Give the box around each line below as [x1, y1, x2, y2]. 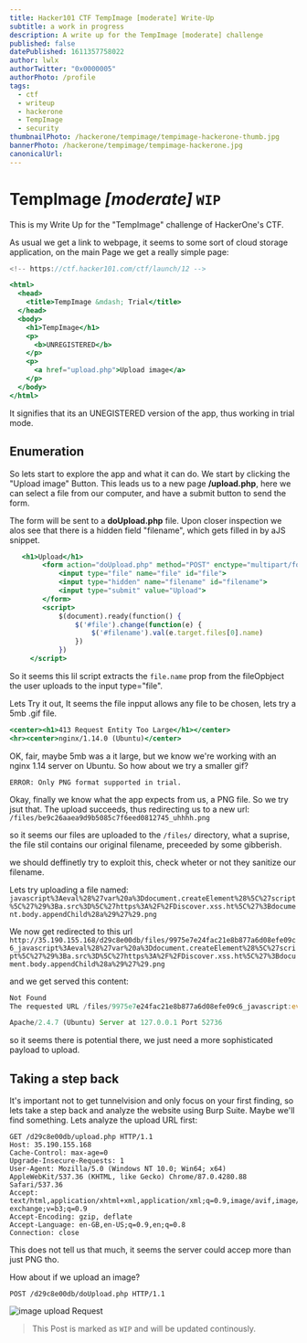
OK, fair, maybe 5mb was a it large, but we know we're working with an [9, 751, 277, 762]
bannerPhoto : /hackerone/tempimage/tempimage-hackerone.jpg [9, 141, 244, 150]
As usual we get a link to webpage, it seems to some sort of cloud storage [9, 237, 289, 248]
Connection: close [9, 1229, 79, 1238]
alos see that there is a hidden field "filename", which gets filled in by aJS [9, 525, 286, 536]
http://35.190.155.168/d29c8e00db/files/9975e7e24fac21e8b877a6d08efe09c [9, 935, 297, 944]
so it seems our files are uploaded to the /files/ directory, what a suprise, [9, 829, 291, 840]
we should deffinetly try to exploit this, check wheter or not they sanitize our [9, 857, 297, 868]
